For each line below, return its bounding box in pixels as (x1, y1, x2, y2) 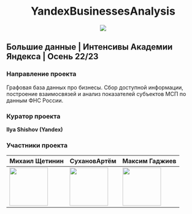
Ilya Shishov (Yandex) (6, 125, 63, 133)
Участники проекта (6, 141, 68, 149)
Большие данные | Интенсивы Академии (6, 42, 173, 53)
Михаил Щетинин (9, 157, 64, 166)
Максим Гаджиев (122, 157, 177, 166)
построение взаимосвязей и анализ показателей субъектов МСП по (6, 90, 186, 97)
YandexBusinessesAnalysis (30, 4, 176, 18)
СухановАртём (69, 157, 117, 166)
